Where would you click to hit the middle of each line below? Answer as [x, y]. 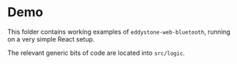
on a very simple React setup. [51, 39]
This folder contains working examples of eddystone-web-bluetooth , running [119, 32]
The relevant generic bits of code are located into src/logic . [96, 53]
